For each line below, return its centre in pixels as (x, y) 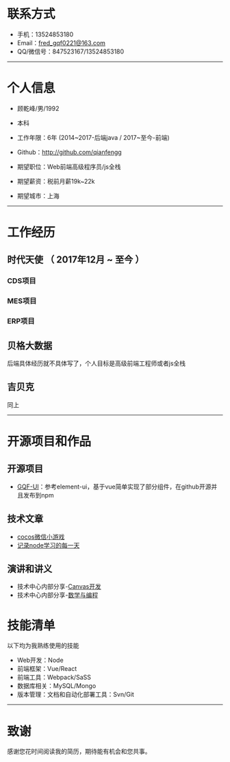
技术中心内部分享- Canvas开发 (59, 587)
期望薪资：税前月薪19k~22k (56, 181)
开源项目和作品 (49, 442)
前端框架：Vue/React (47, 669)
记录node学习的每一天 (48, 545)
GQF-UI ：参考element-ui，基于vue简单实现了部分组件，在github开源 (114, 487)
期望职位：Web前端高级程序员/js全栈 (69, 167)
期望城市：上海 (38, 195)
